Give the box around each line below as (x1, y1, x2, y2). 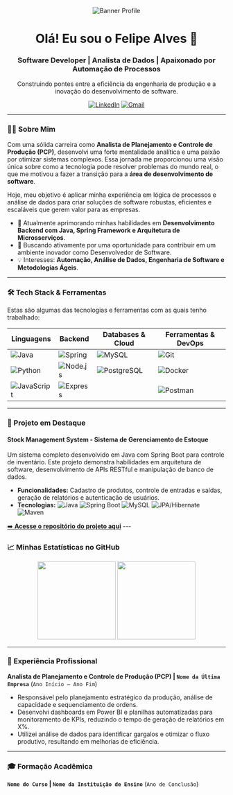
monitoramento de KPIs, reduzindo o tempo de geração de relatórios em (17, 715, 224, 724)
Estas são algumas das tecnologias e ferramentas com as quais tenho (7, 306, 207, 315)
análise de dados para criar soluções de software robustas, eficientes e (7, 198, 212, 206)
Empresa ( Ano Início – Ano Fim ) (7, 679, 98, 688)
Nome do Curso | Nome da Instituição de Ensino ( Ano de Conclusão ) (7, 780, 199, 788)
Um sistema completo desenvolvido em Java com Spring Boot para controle (7, 451, 225, 459)
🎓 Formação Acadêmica (7, 761, 93, 771)
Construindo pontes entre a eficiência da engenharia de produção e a (17, 80, 216, 88)
